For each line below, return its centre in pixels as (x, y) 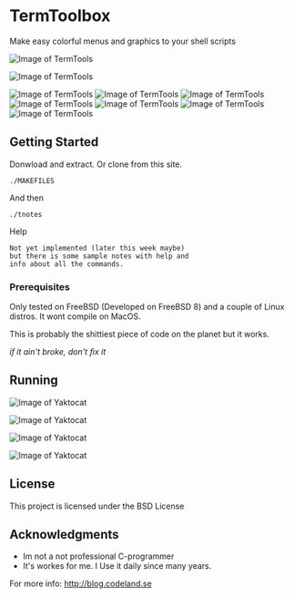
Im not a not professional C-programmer (98, 556)
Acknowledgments (65, 535)
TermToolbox (60, 16)
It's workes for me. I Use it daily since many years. (117, 566)
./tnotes (26, 214)
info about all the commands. (67, 264)
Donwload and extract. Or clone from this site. (96, 164)
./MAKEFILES (32, 180)
